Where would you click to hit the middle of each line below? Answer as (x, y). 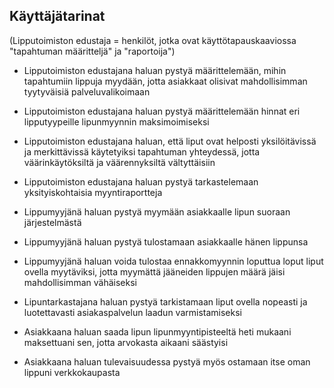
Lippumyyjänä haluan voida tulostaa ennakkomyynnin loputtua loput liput (173, 261)
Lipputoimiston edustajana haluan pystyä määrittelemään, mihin (155, 70)
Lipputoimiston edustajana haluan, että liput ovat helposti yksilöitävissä (170, 141)
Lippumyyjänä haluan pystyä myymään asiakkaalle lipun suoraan (157, 211)
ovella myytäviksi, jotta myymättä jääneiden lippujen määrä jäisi (154, 271)
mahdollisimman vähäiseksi (80, 282)
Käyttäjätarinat (57, 16)
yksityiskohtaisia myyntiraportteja (93, 192)
